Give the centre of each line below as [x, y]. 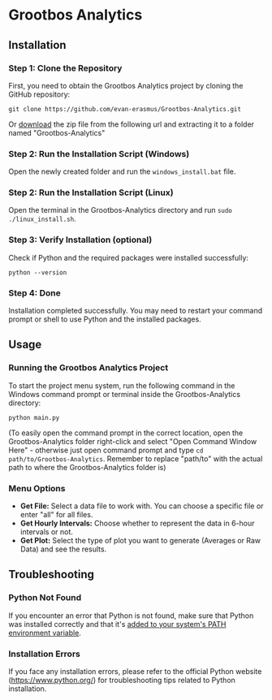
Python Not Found [45, 598]
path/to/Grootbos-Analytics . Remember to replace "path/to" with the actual [136, 458]
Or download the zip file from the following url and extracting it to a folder [131, 124]
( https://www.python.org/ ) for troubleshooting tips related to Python [122, 681]
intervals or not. [46, 532]
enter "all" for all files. [56, 515]
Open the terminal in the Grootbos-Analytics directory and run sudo [121, 210]
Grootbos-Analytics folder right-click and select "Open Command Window [133, 441]
